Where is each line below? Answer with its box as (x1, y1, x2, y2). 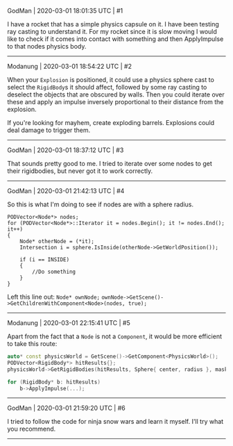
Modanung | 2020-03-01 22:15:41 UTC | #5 (7, 319, 130, 327)
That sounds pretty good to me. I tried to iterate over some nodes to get (7, 160, 213, 167)
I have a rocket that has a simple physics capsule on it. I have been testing (7, 20, 220, 28)
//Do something (32, 268, 76, 275)
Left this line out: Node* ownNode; (7, 292, 101, 301)
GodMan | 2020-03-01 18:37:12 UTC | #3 (7, 146, 124, 154)
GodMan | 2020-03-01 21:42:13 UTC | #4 (7, 187, 125, 195)
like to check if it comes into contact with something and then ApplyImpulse (7, 35, 224, 43)
